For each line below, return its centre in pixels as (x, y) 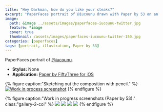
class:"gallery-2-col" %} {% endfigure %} (59, 104)
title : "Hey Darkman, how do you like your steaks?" (60, 9)
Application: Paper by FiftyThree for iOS (53, 74)
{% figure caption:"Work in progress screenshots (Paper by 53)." (70, 98)
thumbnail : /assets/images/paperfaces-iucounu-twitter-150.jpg (75, 37)
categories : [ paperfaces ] (31, 41)
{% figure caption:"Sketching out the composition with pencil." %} (71, 84)
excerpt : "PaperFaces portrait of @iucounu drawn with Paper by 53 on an (82, 14)
